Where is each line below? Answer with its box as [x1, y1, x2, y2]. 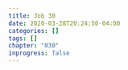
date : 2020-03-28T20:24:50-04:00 [8, 19, 121, 27]
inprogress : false [8, 49, 70, 57]
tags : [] [8, 34, 38, 43]
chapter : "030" [8, 42, 60, 50]
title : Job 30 [8, 11, 56, 20]
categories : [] [8, 27, 60, 35]
